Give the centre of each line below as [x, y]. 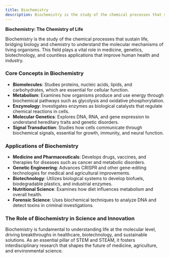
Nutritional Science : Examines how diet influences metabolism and [83, 189]
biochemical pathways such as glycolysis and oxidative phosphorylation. [88, 100]
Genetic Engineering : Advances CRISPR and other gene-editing [79, 168]
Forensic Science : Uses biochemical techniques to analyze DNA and [84, 200]
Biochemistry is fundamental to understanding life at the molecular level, [81, 229]
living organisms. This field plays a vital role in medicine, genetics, [74, 50]
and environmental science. [34, 251]
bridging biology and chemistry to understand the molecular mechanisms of [84, 44]
